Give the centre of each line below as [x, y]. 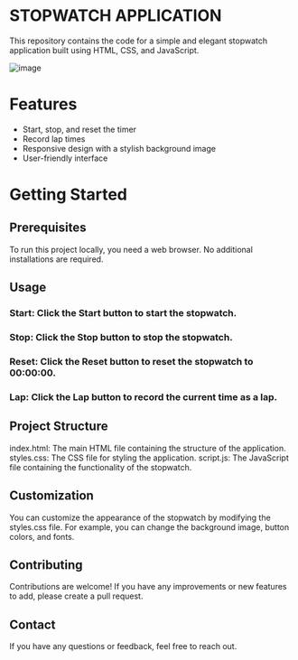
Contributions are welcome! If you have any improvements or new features [148, 587]
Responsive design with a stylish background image [119, 148]
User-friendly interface [65, 158]
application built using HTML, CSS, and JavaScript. [104, 50]
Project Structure [59, 427]
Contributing [46, 565]
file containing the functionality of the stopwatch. [101, 467]
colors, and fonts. [42, 536]
